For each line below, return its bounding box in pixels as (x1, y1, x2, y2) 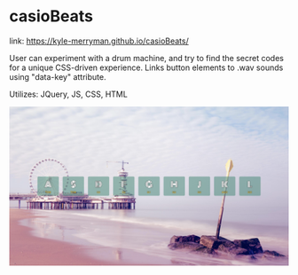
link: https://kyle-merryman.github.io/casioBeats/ (9, 35, 189, 46)
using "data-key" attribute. (9, 71, 106, 82)
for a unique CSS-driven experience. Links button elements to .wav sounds (9, 62, 284, 73)
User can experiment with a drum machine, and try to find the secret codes (9, 52, 284, 63)
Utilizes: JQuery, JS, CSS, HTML (9, 89, 129, 99)
